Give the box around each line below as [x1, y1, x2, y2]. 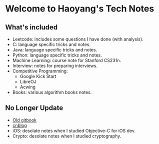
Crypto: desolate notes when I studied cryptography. [12, 133, 121, 139]
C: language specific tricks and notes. [12, 41, 91, 47]
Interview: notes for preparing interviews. [12, 63, 98, 68]
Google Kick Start [19, 73, 56, 79]
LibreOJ [19, 78, 36, 84]
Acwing [19, 84, 36, 90]
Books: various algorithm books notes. [12, 89, 92, 95]
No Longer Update [5, 103, 63, 112]
